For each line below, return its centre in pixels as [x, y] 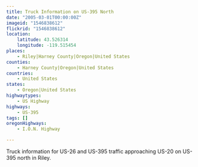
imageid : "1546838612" [34, 23]
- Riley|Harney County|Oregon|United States [73, 56]
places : [16, 51]
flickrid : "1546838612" [36, 29]
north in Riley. [34, 158]
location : [19, 34]
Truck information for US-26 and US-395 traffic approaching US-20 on [94, 151]
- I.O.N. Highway [39, 129]
